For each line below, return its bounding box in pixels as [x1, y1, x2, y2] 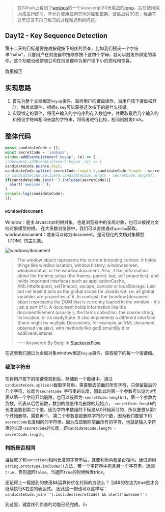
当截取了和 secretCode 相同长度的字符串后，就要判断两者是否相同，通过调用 [5, 456, 156, 462]
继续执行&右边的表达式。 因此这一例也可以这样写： [5, 485, 108, 491]
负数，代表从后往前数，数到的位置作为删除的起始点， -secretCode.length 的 [5, 400, 157, 406]
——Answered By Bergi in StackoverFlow [17, 340, 101, 346]
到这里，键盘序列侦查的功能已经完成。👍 [5, 501, 87, 507]
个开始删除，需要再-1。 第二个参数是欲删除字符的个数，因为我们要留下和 [5, 413, 152, 418]
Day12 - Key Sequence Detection [5, 32, 108, 40]
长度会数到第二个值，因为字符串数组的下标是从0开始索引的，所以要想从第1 [5, 406, 156, 413]
